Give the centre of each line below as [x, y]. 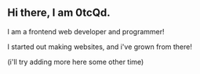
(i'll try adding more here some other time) [76, 62]
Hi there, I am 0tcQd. [59, 13]
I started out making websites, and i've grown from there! [100, 47]
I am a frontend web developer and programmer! [86, 31]
